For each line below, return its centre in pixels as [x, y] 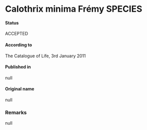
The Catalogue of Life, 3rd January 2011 [45, 56]
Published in [18, 67]
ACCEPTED [17, 34]
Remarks [16, 112]
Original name [20, 89]
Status [12, 22]
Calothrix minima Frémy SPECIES [74, 9]
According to [19, 44]
